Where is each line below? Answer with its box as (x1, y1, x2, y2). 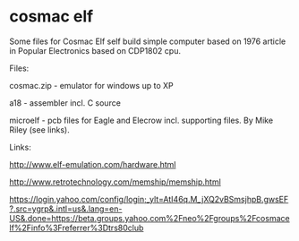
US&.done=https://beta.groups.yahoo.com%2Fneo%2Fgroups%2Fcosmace (9, 212, 290, 223)
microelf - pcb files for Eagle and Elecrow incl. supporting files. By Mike (9, 115, 274, 125)
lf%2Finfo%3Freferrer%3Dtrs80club (9, 222, 144, 233)
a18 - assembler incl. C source (9, 97, 121, 108)
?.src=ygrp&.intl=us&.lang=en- (9, 203, 123, 214)
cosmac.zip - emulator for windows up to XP (9, 80, 174, 90)
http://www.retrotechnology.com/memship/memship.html (9, 176, 221, 187)
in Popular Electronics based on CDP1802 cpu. (9, 45, 182, 56)
